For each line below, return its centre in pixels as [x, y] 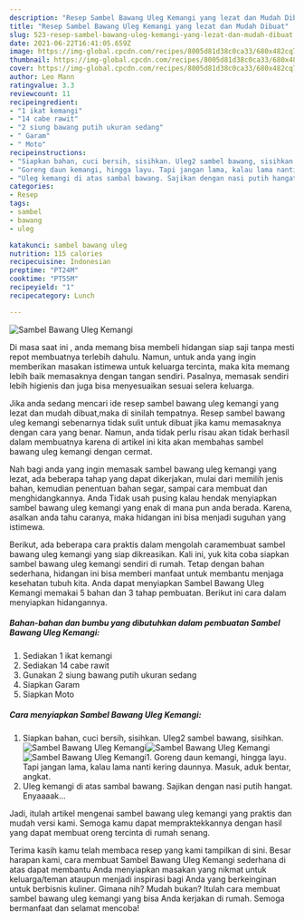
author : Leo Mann [42, 77]
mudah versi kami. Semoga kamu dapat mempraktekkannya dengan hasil [146, 823]
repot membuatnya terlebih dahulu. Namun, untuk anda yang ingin [133, 357]
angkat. [37, 776]
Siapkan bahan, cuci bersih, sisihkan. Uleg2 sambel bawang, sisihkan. [153, 738]
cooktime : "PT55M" [44, 279]
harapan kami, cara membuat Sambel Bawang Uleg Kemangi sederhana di [148, 859]
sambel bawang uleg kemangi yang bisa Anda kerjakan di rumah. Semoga [147, 898]
